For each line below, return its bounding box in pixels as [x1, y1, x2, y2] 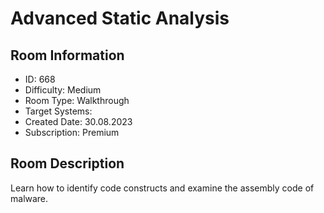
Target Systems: [24, 105, 93, 117]
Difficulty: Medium [24, 84, 102, 96]
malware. [10, 192, 49, 204]
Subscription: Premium [24, 127, 120, 138]
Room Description [10, 155, 125, 172]
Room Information [10, 47, 125, 64]
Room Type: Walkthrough [24, 95, 130, 106]
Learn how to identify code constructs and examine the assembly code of [10, 182, 315, 194]
